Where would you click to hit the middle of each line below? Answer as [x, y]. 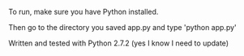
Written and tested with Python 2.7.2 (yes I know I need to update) [119, 43]
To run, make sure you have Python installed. [83, 12]
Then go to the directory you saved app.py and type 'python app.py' [122, 27]
